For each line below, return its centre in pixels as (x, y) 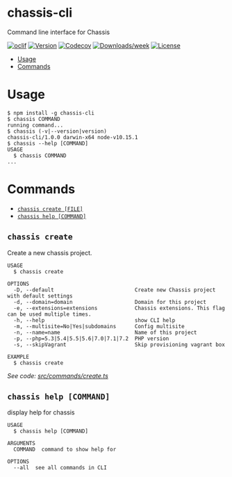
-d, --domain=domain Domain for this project (110, 302)
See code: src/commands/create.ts (58, 375)
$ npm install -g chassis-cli (51, 113)
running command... (35, 125)
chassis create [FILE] (50, 209)
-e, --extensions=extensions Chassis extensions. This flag (119, 308)
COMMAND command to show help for (65, 450)
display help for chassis (41, 412)
